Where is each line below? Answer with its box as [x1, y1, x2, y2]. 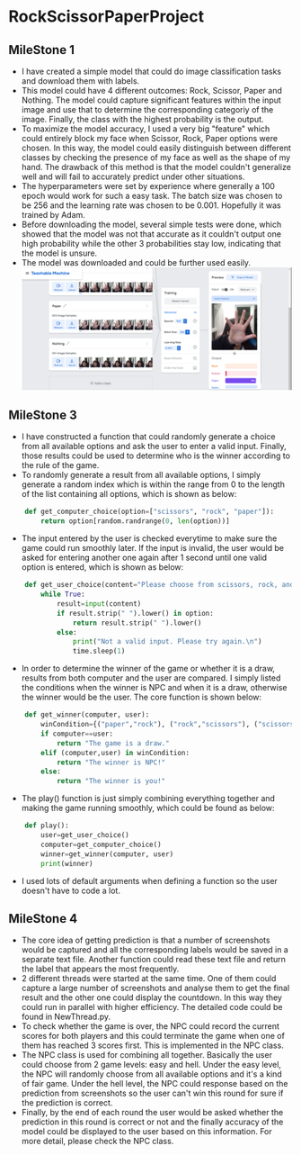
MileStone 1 [8, 42, 75, 58]
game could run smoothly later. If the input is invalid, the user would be [21, 543, 285, 554]
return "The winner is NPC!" [56, 758, 166, 767]
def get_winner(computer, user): [24, 710, 150, 719]
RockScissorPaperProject [8, 6, 204, 27]
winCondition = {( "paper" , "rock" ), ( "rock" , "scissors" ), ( [40, 720, 258, 729]
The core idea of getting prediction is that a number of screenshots [21, 934, 270, 946]
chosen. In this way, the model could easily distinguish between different [21, 142, 291, 153]
